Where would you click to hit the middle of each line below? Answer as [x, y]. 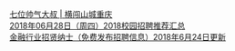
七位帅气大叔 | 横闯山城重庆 [61, 14]
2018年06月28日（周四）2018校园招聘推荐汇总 [97, 25]
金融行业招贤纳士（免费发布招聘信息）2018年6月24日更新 [117, 37]
